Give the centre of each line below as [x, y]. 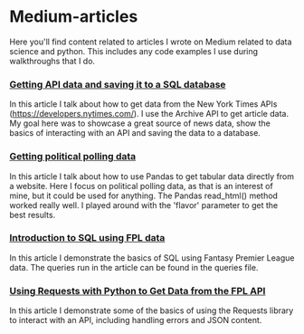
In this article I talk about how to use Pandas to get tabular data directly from [152, 176]
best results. [33, 215]
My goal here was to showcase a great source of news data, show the [140, 123]
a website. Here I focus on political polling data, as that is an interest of [141, 186]
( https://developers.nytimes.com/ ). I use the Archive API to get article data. [149, 114]
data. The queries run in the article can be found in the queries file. [134, 267]
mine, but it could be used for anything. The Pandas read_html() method [144, 196]
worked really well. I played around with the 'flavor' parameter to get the [144, 205]
